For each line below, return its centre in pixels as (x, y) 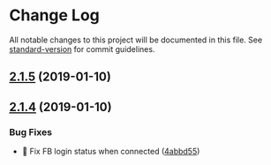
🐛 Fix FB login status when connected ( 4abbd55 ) (111, 152)
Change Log (54, 15)
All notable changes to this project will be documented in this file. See (136, 40)
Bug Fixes (31, 131)
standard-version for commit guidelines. (82, 49)
